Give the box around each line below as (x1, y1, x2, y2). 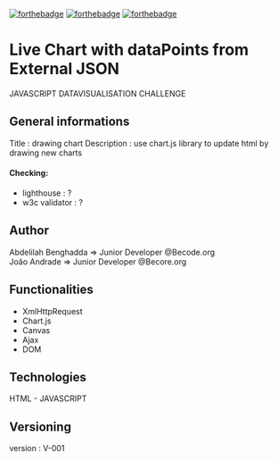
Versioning (9, 419, 71, 434)
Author (9, 223, 49, 239)
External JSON (9, 59, 120, 80)
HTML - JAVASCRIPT (9, 393, 87, 404)
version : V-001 (9, 443, 65, 454)
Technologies (9, 369, 87, 384)
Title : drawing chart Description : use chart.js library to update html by (9, 138, 269, 148)
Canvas (21, 324, 51, 335)
